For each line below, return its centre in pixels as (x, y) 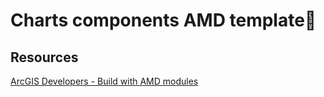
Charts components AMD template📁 (163, 20)
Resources (44, 57)
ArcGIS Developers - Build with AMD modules (104, 81)
